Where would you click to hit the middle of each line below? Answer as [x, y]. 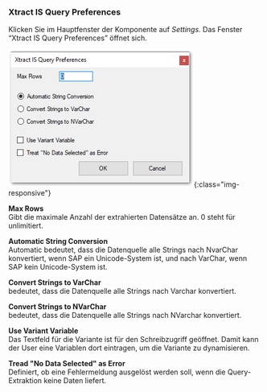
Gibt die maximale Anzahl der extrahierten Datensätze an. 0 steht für [122, 217]
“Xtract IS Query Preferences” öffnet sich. [78, 38]
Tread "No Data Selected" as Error [67, 364]
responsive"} [30, 193]
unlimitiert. [26, 226]
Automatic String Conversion [58, 241]
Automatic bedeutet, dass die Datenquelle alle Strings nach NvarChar [123, 250]
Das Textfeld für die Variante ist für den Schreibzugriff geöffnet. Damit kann [133, 340]
